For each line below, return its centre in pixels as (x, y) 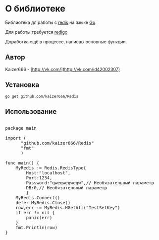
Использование (31, 112)
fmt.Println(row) (37, 228)
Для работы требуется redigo (36, 32)
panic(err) (39, 218)
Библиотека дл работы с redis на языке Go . (51, 22)
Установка (22, 85)
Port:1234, (39, 178)
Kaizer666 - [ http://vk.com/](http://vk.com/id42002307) (63, 69)
